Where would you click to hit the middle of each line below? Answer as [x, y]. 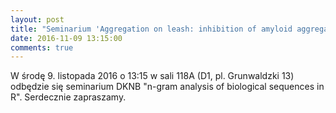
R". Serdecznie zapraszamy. [68, 97]
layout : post [37, 19]
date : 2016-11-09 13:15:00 [66, 38]
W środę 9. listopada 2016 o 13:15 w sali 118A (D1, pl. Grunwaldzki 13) [152, 76]
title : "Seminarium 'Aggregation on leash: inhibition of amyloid [151, 29]
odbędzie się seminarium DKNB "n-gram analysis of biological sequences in [167, 87]
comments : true [42, 47]
